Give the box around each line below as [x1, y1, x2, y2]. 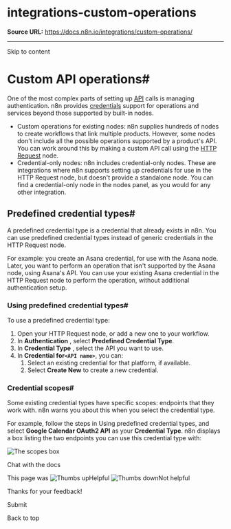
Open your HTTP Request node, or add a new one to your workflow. [16, 329, 210, 338]
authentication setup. [7, 283, 67, 292]
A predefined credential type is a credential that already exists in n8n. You [7, 226, 217, 235]
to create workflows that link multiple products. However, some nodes [16, 129, 216, 138]
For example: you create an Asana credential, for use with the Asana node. [7, 254, 219, 262]
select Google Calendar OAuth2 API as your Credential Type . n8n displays [7, 427, 221, 435]
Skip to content [7, 47, 50, 56]
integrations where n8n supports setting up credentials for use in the [16, 166, 212, 174]
